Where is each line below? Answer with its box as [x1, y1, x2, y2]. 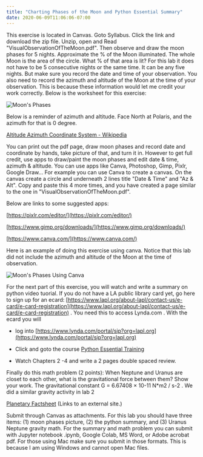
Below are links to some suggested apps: [6, 200, 109, 207]
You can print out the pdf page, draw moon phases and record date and [6, 143, 186, 150]
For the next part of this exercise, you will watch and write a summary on [6, 283, 188, 290]
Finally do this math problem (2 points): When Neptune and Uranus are [6, 368, 183, 376]
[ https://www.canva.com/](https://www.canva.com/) [6, 235, 138, 242]
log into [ [15, 327, 38, 334]
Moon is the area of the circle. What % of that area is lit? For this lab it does [6, 57, 194, 64]
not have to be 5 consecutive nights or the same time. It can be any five [6, 63, 185, 70]
